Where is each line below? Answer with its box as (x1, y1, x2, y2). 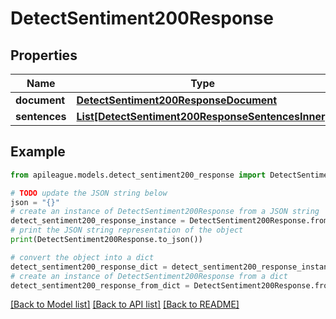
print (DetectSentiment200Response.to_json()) (10, 235, 203, 245)
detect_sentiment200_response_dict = (10, 262, 168, 272)
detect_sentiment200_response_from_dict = (10, 280, 190, 291)
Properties (10, 47, 78, 64)
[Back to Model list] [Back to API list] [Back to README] (10, 298, 240, 311)
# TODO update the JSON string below (10, 188, 168, 198)
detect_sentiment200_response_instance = (10, 216, 186, 226)
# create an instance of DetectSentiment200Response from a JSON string (10, 207, 320, 217)
